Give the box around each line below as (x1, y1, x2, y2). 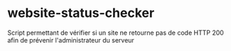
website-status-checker (7, 5, 155, 21)
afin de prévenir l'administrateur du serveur (7, 35, 135, 44)
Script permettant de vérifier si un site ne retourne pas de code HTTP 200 (7, 28, 224, 37)
